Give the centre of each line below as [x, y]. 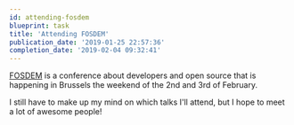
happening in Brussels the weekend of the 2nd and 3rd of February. [134, 85]
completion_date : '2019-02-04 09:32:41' [86, 51]
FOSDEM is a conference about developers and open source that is [133, 75]
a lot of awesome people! [56, 112]
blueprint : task [39, 26]
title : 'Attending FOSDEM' [59, 34]
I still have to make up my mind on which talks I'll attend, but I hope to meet [147, 102]
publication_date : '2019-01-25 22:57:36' [87, 42]
